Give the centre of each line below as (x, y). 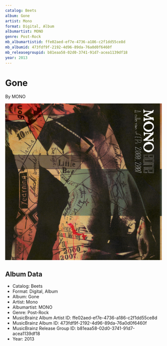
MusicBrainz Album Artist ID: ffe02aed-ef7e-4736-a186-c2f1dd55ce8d (85, 318)
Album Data (24, 274)
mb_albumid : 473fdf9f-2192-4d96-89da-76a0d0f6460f (59, 47)
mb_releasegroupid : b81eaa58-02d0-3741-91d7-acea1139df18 (66, 52)
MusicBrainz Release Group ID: (44, 329)
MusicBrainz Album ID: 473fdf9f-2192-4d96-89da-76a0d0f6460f (80, 323)
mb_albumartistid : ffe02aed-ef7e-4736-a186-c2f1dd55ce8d (65, 42)
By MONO (15, 96)
